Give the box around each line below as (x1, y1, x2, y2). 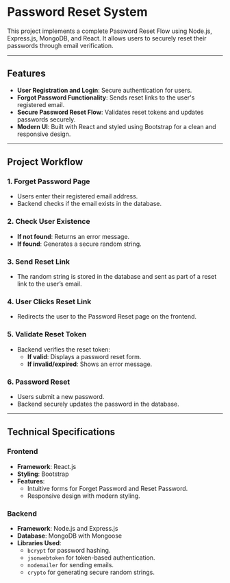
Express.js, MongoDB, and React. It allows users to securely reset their (7, 34, 207, 42)
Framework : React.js (16, 462, 77, 470)
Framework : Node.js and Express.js (16, 524, 118, 532)
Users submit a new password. (16, 392, 105, 400)
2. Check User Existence (7, 217, 90, 227)
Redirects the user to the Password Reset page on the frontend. (16, 312, 197, 321)
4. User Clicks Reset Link (7, 297, 92, 306)
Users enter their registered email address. (16, 192, 138, 201)
